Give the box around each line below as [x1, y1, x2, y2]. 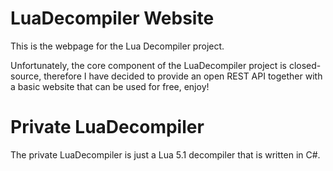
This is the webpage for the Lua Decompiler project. [10, 40, 225, 52]
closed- [288, 59, 322, 71]
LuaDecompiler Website [10, 7, 215, 30]
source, [10, 70, 42, 82]
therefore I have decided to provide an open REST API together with [43, 70, 323, 82]
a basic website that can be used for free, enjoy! [10, 80, 210, 92]
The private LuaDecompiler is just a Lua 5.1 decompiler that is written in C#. [10, 148, 321, 161]
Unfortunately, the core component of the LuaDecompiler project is [10, 59, 287, 71]
